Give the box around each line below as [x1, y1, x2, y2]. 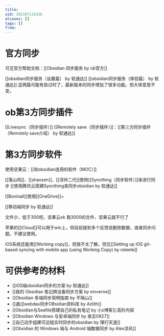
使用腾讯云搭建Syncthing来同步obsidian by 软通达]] [14, 182, 117, 189]
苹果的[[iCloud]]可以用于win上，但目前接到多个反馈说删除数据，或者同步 [5, 224, 152, 231]
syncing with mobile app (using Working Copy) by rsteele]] [19, 246, 138, 253]
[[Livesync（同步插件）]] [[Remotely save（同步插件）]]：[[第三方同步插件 [5, 124, 151, 130]
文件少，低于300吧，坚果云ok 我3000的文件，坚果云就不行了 [5, 214, 129, 220]
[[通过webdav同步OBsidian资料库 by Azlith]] [12, 301, 102, 307]
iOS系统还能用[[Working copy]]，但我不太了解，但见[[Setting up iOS [5, 241, 143, 247]
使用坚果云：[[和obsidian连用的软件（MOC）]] [5, 166, 97, 172]
